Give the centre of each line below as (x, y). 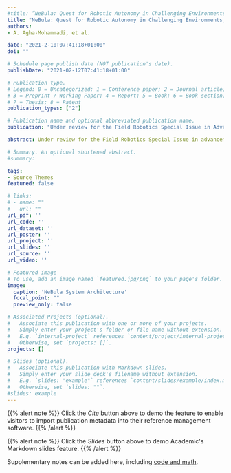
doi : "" (18, 52)
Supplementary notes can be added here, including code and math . (103, 461)
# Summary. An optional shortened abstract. (72, 152)
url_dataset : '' (30, 228)
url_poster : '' (29, 235)
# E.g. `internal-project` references (66, 336)
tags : (15, 171)
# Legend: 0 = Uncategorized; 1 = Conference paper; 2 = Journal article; (117, 89)
